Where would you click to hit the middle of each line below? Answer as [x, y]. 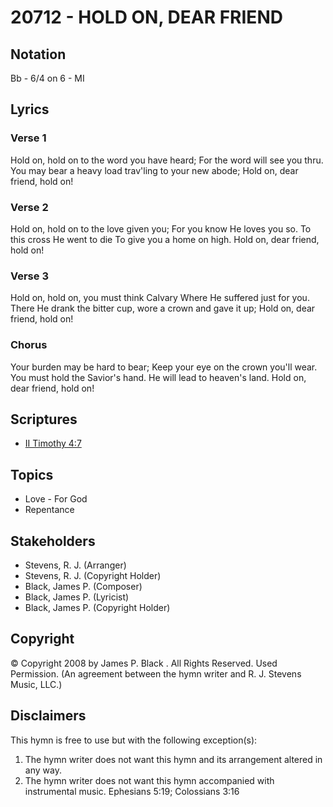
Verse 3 [29, 276]
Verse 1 [28, 138]
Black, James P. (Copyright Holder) [97, 608]
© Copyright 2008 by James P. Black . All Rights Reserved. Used [144, 663]
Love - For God [56, 499]
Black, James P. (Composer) [83, 587]
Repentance [49, 510]
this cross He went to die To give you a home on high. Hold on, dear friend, [165, 239]
